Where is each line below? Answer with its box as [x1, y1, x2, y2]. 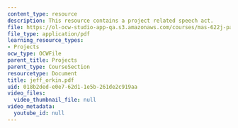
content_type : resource [7, 10, 78, 18]
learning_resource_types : [7, 37, 84, 44]
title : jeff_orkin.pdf [7, 76, 74, 84]
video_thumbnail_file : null [13, 97, 97, 104]
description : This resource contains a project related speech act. [7, 17, 214, 24]
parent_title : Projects [7, 57, 78, 64]
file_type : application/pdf [7, 30, 91, 38]
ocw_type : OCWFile [7, 50, 62, 58]
